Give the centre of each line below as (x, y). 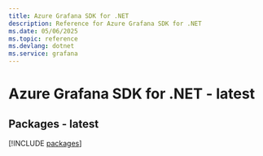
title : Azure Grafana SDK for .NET (69, 16)
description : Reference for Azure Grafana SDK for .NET (105, 24)
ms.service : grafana (44, 54)
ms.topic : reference (44, 39)
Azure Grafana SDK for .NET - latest (132, 94)
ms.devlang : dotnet (42, 46)
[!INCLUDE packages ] (45, 143)
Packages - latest (54, 124)
